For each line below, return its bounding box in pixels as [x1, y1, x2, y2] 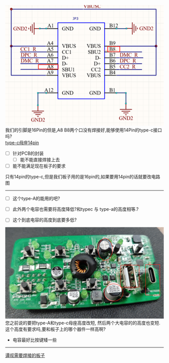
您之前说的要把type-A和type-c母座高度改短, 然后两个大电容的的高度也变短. [5, 320, 160, 326]
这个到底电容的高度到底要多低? [12, 217, 77, 223]
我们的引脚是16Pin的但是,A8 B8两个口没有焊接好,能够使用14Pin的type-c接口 [5, 127, 162, 133]
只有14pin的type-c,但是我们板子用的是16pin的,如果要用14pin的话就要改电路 [5, 174, 160, 180]
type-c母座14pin [5, 139, 39, 146]
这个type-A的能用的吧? [12, 196, 60, 202]
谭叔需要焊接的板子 [5, 352, 45, 358]
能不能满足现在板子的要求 [12, 163, 66, 169]
